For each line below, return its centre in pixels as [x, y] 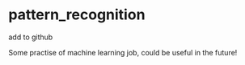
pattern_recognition [77, 15]
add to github [31, 37]
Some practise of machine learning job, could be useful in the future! [123, 52]
